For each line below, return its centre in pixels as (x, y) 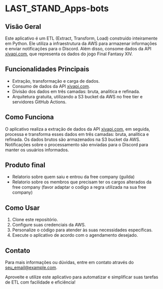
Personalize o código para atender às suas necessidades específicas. (82, 230)
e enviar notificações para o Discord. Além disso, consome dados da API (78, 49)
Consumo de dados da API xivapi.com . (51, 86)
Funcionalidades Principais (47, 69)
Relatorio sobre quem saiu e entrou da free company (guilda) (73, 177)
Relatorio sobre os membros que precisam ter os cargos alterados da (82, 182)
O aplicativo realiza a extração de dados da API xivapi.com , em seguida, (78, 129)
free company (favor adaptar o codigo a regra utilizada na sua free (79, 187)
